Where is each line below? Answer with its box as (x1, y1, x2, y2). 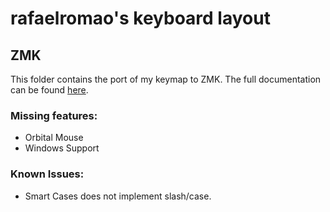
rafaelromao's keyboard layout (10, 7, 271, 30)
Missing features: (10, 108, 98, 122)
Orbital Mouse (24, 132, 84, 144)
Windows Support (24, 142, 100, 154)
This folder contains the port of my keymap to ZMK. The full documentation (10, 73, 322, 85)
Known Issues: (10, 167, 85, 181)
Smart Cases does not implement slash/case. (24, 190, 212, 202)
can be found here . (10, 84, 89, 96)
